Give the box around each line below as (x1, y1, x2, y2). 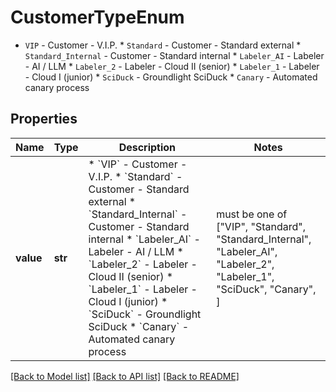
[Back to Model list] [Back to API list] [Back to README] (10, 370, 240, 382)
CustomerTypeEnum (10, 6, 185, 29)
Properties (10, 111, 78, 128)
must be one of (216, 207, 288, 221)
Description (118, 140, 177, 154)
